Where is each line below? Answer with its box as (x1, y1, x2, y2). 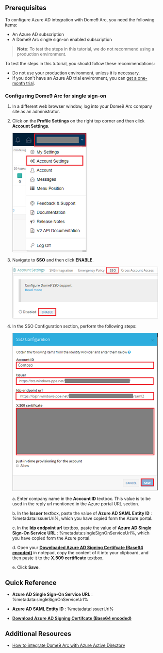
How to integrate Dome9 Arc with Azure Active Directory (12, 642, 125, 648)
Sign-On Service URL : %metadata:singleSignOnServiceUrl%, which (12, 530, 149, 536)
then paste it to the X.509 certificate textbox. (12, 555, 104, 561)
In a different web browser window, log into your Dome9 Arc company (12, 103, 152, 109)
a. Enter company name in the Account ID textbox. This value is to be (12, 496, 151, 502)
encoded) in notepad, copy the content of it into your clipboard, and (12, 550, 149, 556)
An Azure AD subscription (12, 31, 64, 37)
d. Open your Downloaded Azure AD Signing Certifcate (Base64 (12, 545, 144, 550)
